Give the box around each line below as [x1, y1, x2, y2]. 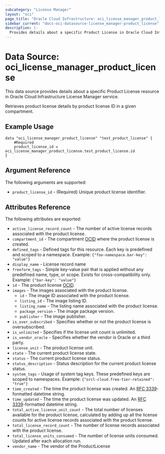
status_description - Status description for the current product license [12, 361, 156, 366]
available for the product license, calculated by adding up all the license [12, 412, 158, 418]
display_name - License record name [12, 261, 86, 267]
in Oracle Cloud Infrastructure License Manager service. [5, 93, 119, 99]
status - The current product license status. [12, 355, 102, 362]
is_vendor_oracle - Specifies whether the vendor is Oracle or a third [12, 334, 151, 340]
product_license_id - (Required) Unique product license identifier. [12, 189, 146, 195]
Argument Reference [5, 166, 71, 175]
